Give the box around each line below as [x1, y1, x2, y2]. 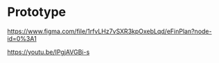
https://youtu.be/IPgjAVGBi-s [7, 48, 90, 56]
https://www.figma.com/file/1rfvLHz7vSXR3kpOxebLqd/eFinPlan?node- [7, 27, 212, 35]
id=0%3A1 [7, 34, 37, 42]
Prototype [7, 4, 67, 20]
